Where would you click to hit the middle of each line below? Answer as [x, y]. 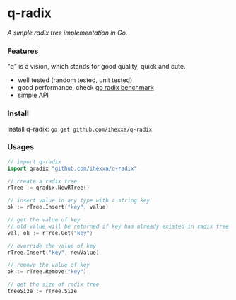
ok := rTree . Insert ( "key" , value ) [58, 207]
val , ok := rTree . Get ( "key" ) [50, 233]
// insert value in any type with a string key [79, 201]
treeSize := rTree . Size [42, 292]
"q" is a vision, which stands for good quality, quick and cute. [96, 67]
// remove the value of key [49, 265]
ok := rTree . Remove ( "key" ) [47, 272]
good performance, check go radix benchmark [85, 88]
